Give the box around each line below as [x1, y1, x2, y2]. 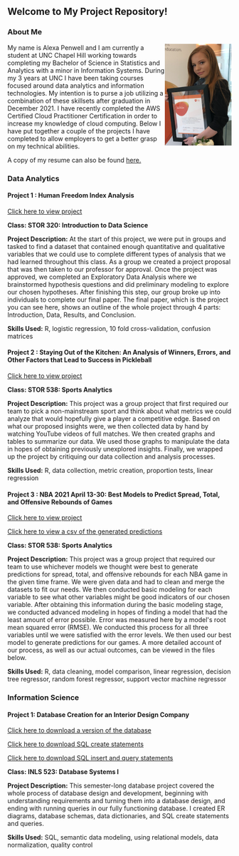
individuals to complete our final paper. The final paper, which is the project [7, 295, 229, 304]
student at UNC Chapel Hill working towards [7, 51, 137, 59]
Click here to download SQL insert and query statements [7, 754, 174, 763]
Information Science [7, 693, 80, 703]
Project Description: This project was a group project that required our [7, 555, 216, 564]
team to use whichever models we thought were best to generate [7, 563, 198, 571]
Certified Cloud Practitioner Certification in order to [7, 111, 158, 120]
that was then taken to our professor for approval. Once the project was [7, 265, 218, 273]
